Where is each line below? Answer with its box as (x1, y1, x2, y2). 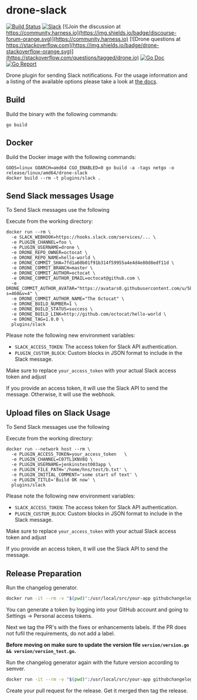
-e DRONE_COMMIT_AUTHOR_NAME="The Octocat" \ (11, 296, 125, 302)
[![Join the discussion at (62, 23, 121, 30)
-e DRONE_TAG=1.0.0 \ (11, 316, 64, 323)
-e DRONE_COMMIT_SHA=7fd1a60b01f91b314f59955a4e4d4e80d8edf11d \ (11, 260, 175, 266)
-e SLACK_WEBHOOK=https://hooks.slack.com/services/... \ (11, 234, 157, 241)
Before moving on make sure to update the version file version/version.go (6, 641, 189, 648)
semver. (6, 665, 25, 672)
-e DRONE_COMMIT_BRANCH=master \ (11, 265, 93, 271)
